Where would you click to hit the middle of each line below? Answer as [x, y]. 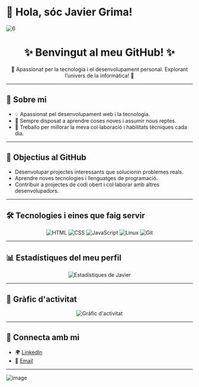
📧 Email [24, 360]
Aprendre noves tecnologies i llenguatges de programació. [86, 178]
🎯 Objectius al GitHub [46, 157]
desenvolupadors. [37, 191]
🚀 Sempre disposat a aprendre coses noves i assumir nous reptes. [95, 120]
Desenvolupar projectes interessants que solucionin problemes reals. [99, 172]
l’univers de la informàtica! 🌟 [99, 75]
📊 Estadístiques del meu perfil [64, 258]
